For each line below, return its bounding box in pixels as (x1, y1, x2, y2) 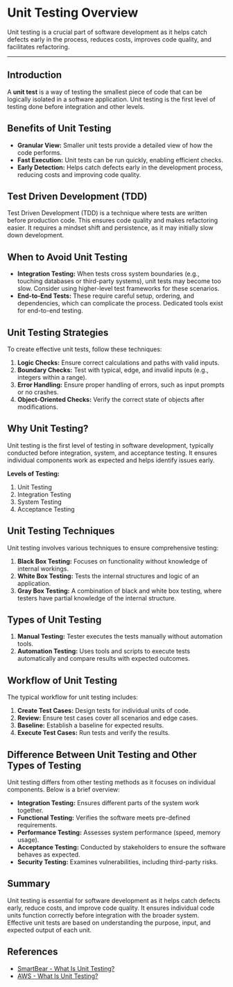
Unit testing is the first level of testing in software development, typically (7, 441, 214, 449)
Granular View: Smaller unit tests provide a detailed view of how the (17, 141, 213, 149)
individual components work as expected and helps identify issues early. (7, 456, 215, 464)
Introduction (7, 69, 62, 81)
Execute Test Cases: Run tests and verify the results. (17, 729, 170, 737)
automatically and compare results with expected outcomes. (17, 655, 191, 663)
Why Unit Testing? (7, 423, 89, 435)
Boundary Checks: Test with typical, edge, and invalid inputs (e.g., (17, 366, 209, 374)
